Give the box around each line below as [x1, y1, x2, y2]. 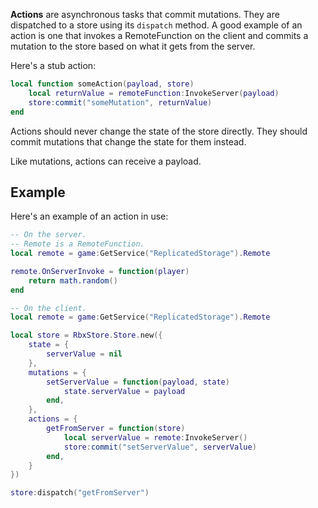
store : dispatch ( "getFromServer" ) [10, 488, 150, 498]
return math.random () [28, 275, 118, 286]
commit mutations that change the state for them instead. [10, 135, 247, 148]
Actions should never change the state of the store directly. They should [10, 125, 308, 137]
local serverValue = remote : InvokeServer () [63, 432, 248, 443]
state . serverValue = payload [63, 386, 186, 396]
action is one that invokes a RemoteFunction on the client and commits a [10, 30, 309, 41]
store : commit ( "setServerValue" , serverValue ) [63, 442, 257, 452]
